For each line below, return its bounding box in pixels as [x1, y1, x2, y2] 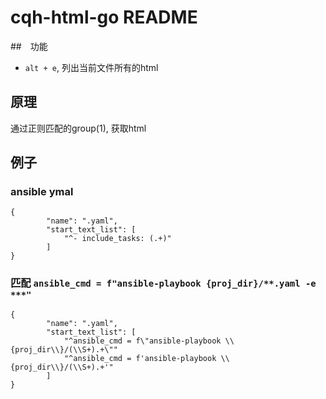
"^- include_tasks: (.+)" [63, 234, 172, 244]
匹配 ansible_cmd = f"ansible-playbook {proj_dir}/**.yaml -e [10, 276, 317, 290]
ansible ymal [10, 185, 74, 199]
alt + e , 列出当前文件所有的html [24, 61, 159, 73]
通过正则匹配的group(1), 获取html [10, 122, 147, 134]
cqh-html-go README [10, 6, 198, 29]
